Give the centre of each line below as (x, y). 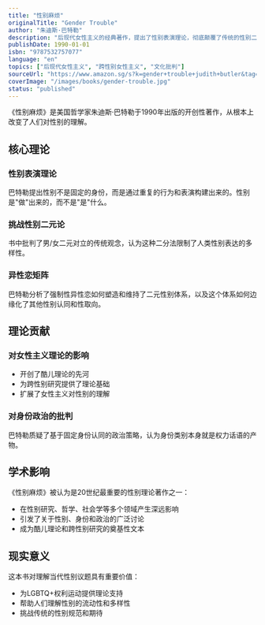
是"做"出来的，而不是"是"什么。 (60, 203)
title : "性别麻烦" (36, 15)
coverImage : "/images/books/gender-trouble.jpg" (90, 81)
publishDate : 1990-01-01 (49, 45)
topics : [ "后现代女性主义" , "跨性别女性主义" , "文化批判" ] (97, 67)
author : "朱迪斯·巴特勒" (45, 30)
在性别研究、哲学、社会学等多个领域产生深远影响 (99, 509)
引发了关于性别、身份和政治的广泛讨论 (82, 519)
